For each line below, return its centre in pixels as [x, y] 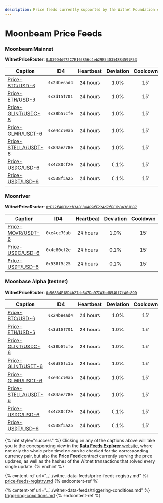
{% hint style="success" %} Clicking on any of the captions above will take [80, 440]
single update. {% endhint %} [34, 466]
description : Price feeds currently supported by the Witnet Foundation [80, 9]
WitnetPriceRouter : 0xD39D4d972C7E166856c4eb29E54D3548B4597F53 [71, 59]
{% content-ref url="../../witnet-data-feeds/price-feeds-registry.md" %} [77, 476]
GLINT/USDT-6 [25, 366]
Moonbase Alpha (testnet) [37, 281]
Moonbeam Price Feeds [54, 33]
